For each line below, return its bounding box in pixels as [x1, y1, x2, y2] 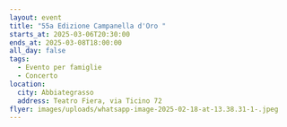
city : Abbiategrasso [17, 88, 94, 97]
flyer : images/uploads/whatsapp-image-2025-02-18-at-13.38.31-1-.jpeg [9, 105, 279, 114]
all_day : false [9, 47, 66, 55]
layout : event [9, 13, 63, 22]
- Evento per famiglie [17, 63, 102, 72]
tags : [9, 55, 30, 63]
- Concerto [17, 72, 58, 80]
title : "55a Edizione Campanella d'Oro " [9, 21, 167, 30]
